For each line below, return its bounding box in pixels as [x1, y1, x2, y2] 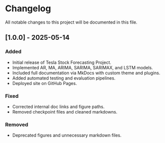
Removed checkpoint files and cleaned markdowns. [12, 109, 118, 114]
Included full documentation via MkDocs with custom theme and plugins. [12, 70, 161, 76]
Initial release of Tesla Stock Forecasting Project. [12, 59, 112, 65]
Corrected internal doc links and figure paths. [12, 104, 105, 110]
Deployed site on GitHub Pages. [12, 80, 77, 86]
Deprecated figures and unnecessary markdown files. [12, 132, 122, 138]
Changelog [5, 3, 51, 14]
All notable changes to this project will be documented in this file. [5, 19, 138, 25]
